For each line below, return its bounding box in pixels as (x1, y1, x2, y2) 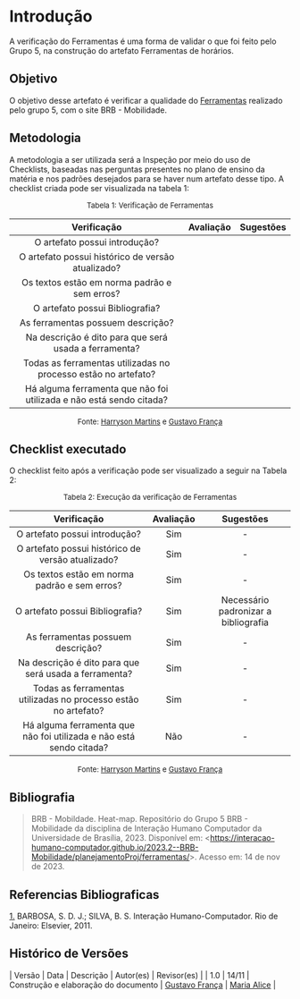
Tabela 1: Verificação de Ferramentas (86, 199, 214, 210)
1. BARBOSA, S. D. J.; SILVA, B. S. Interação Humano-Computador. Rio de (9, 910, 279, 921)
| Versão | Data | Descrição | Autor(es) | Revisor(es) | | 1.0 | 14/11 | (9, 969, 250, 980)
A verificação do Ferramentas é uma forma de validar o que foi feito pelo (9, 36, 277, 47)
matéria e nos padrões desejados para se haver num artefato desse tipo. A (9, 173, 284, 184)
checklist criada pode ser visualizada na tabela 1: (9, 182, 189, 193)
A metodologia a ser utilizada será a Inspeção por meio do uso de (9, 154, 251, 165)
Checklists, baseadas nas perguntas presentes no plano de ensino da (9, 164, 265, 174)
